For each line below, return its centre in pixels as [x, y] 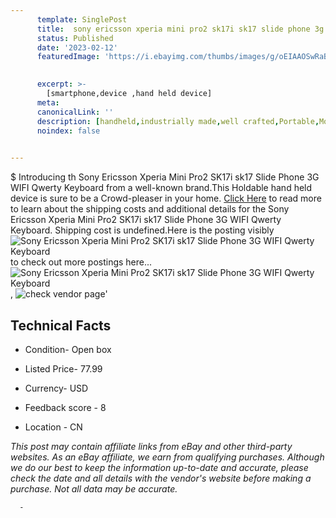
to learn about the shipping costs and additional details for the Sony [150, 209]
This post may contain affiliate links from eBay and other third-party [151, 446]
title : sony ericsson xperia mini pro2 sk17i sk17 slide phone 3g [180, 29]
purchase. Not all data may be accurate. [94, 488]
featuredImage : [68, 57]
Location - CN [53, 427]
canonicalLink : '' [75, 112]
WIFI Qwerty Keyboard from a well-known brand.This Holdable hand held [161, 188]
